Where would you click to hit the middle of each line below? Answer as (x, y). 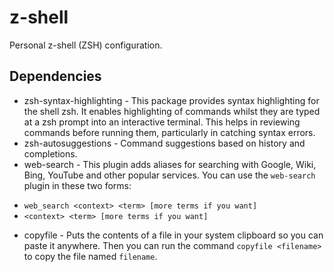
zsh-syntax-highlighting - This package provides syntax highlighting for (171, 100)
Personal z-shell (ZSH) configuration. (86, 45)
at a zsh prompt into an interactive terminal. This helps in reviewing (162, 122)
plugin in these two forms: (77, 185)
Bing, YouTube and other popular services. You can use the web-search (169, 175)
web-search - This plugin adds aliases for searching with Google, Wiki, (170, 164)
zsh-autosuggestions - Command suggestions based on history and (164, 143)
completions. (50, 153)
